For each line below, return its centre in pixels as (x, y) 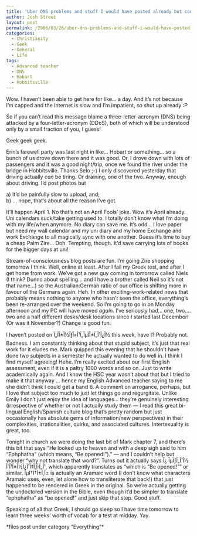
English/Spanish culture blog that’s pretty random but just (93, 412)
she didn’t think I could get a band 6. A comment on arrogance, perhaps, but (98, 387)
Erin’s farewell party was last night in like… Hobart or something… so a (91, 152)
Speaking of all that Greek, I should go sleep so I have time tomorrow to (92, 509)
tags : (13, 60)
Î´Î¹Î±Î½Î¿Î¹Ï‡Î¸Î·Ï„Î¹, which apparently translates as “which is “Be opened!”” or (97, 467)
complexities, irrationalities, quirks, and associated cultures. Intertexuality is (98, 424)
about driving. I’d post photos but (46, 183)
